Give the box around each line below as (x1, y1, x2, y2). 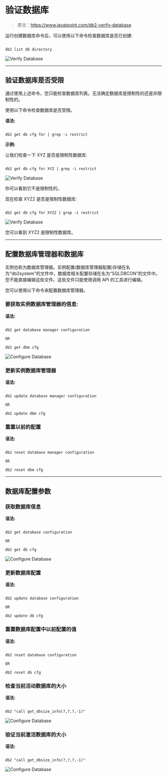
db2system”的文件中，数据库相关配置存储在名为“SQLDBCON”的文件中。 (11, 270, 160, 276)
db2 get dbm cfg (5, 345, 39, 350)
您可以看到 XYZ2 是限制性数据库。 (5, 229, 76, 235)
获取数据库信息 (5, 503, 41, 510)
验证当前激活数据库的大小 (5, 731, 67, 738)
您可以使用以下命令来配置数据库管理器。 (5, 287, 88, 293)
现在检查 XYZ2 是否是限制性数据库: (5, 195, 77, 202)
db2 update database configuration (5, 596, 79, 601)
